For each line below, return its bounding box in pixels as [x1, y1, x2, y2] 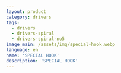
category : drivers [6, 14, 52, 20]
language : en [6, 47, 39, 53]
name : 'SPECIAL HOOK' [6, 52, 60, 58]
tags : [6, 19, 20, 25]
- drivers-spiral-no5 [11, 36, 65, 42]
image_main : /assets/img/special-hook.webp [6, 42, 116, 48]
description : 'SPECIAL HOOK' [6, 58, 78, 64]
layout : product [6, 8, 46, 15]
